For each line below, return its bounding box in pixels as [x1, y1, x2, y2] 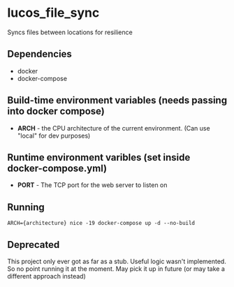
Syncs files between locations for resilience [7, 28, 133, 36]
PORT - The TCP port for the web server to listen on [17, 181, 168, 189]
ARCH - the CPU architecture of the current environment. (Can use [17, 124, 211, 132]
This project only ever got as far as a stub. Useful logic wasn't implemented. [7, 257, 227, 265]
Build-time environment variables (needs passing [7, 94, 228, 106]
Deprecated [7, 239, 60, 251]
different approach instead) [7, 272, 86, 280]
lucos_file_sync [7, 5, 100, 21]
